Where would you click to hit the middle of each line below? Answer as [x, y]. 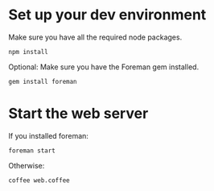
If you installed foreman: [48, 135]
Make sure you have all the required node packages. [95, 37]
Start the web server [78, 114]
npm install [28, 52]
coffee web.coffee [39, 180]
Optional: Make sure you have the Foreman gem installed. [104, 67]
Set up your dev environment [107, 15]
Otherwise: [27, 165]
